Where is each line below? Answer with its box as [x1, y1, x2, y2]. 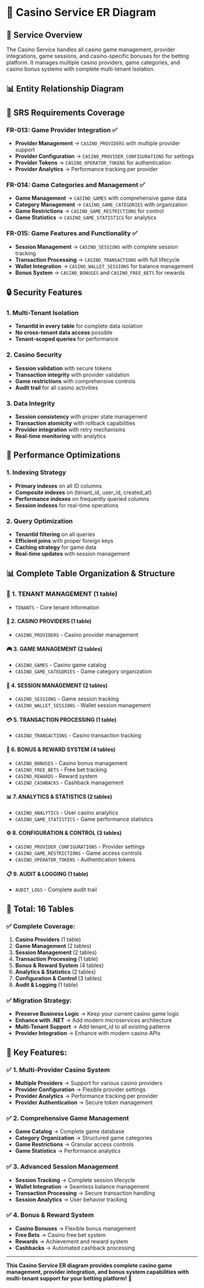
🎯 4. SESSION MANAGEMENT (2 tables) [6, 682, 108, 689]
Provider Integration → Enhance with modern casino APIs [15, 1030, 161, 1037]
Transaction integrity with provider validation [15, 371, 130, 378]
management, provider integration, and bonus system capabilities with [6, 1268, 189, 1275]
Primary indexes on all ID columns [15, 482, 102, 489]
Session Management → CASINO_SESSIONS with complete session [15, 243, 178, 250]
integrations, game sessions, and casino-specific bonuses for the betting [6, 52, 189, 60]
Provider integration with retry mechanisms [15, 426, 126, 433]
